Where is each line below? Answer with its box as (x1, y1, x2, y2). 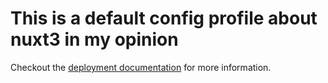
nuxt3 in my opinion (10, 28, 179, 51)
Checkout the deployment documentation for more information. (10, 61, 272, 73)
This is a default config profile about (10, 7, 318, 30)
